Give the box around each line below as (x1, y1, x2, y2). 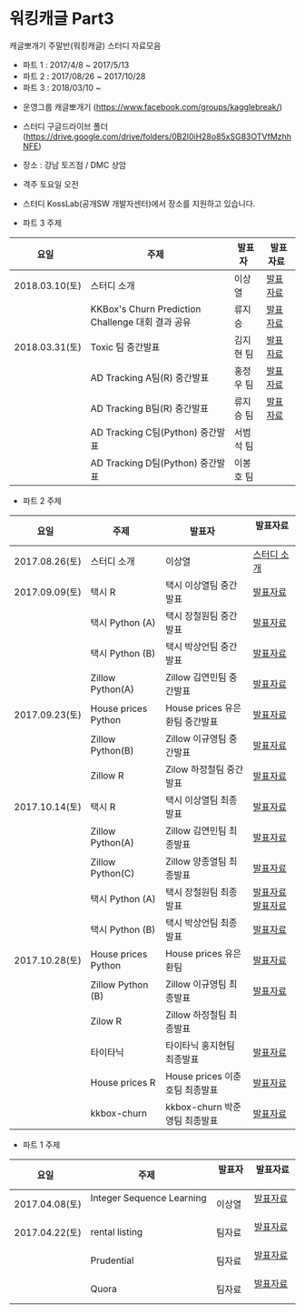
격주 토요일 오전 (22, 178, 79, 189)
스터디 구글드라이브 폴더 (22, 120, 109, 132)
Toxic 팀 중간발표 (90, 340, 161, 353)
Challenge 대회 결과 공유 (90, 316, 192, 328)
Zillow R (90, 769, 124, 782)
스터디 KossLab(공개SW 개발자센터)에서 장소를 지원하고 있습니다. (22, 197, 256, 209)
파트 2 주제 (22, 495, 62, 506)
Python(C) (90, 867, 135, 879)
